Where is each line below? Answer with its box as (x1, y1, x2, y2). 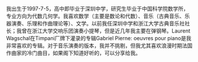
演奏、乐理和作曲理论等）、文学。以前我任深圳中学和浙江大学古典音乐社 (11, 20, 185, 27)
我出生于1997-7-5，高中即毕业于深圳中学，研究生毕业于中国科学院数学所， (6, 5, 189, 12)
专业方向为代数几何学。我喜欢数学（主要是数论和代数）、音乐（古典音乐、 (6, 12, 185, 19)
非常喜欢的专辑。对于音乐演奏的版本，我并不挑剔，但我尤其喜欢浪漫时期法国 (6, 42, 193, 49)
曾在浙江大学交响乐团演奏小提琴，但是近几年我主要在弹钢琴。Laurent (21, 27, 191, 34)
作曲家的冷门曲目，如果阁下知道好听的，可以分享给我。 (6, 50, 141, 56)
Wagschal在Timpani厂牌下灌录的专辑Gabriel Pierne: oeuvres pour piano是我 (6, 35, 192, 41)
